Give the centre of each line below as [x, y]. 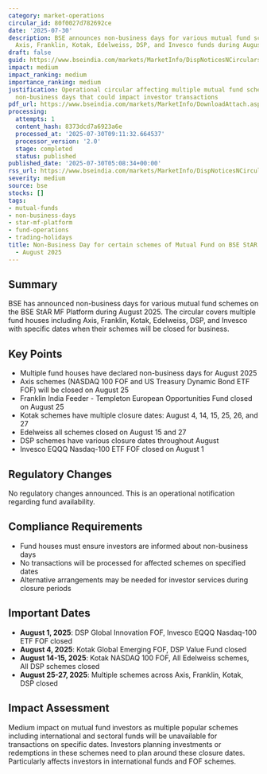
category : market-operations [56, 16]
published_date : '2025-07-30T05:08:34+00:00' [85, 164]
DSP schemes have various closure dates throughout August [119, 441]
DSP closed [39, 683]
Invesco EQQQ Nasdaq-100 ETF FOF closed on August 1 [112, 449]
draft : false [30, 53]
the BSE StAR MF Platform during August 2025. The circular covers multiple [132, 312]
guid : [17, 60]
